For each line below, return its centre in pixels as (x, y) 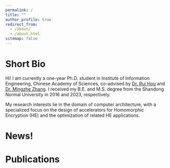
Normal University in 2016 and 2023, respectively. (58, 94)
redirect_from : (22, 24)
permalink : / (19, 10)
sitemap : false (22, 39)
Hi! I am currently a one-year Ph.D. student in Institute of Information (78, 78)
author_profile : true (28, 19)
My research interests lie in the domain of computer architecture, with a (81, 104)
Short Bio (26, 64)
